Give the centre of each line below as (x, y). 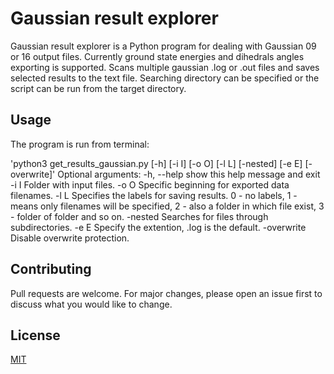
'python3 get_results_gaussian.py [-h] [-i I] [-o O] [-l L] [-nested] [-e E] (156, 163)
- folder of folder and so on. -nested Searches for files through (139, 216)
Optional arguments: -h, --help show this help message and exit (189, 174)
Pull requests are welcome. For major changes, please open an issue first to (166, 293)
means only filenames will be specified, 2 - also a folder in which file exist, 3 (167, 206)
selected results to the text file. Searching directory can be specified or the (165, 78)
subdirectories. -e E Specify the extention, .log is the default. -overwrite (158, 227)
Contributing (51, 269)
